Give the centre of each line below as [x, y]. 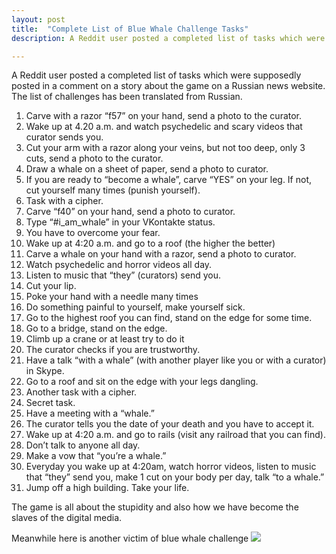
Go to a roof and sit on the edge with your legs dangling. [142, 382]
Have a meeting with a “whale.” [90, 413]
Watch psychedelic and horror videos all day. [119, 265]
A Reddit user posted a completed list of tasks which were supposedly [156, 75]
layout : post [38, 19]
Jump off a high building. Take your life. [107, 488]
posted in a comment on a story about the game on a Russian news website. [168, 86]
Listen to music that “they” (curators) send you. [123, 275]
